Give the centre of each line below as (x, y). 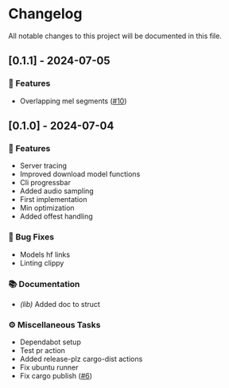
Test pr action (43, 351)
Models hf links (45, 254)
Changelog (45, 14)
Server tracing (43, 166)
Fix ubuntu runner (49, 367)
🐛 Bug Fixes (31, 237)
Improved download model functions (80, 174)
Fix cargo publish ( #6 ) (56, 376)
